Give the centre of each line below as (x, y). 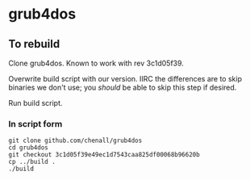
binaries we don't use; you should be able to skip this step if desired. (123, 87)
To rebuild (34, 44)
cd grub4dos (28, 148)
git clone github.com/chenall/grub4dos (75, 141)
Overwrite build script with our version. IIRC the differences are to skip (125, 79)
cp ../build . (32, 162)
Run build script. (35, 103)
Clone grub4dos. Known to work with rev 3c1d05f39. (96, 63)
